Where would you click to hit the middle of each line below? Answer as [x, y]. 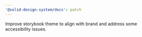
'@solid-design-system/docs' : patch [43, 10]
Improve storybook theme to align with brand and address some [71, 24]
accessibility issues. [26, 29]
